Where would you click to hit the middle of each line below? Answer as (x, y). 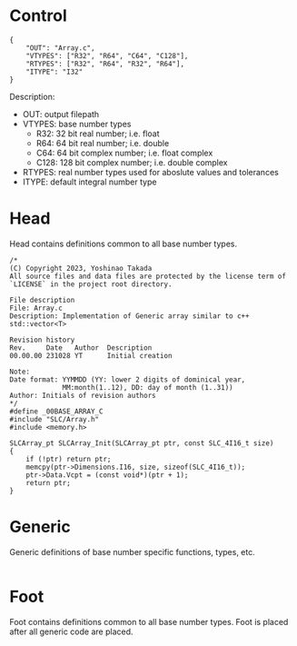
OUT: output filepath (61, 114)
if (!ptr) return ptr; (69, 459)
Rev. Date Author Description (81, 348)
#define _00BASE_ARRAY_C (56, 411)
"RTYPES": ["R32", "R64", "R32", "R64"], (105, 64)
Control (39, 16)
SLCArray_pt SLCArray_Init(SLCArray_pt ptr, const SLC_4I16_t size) (142, 443)
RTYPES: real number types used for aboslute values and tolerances (150, 172)
